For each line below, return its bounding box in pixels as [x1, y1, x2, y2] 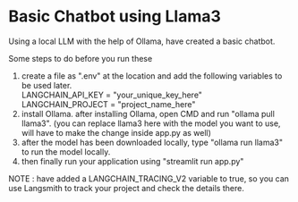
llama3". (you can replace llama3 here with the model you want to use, [21, 118, 281, 129]
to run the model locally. [21, 146, 111, 157]
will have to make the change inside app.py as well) [21, 127, 212, 138]
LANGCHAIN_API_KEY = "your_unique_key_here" [21, 89, 203, 100]
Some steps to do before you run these [8, 53, 153, 63]
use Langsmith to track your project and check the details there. [8, 182, 245, 193]
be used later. [21, 80, 72, 90]
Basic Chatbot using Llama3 [8, 6, 221, 27]
